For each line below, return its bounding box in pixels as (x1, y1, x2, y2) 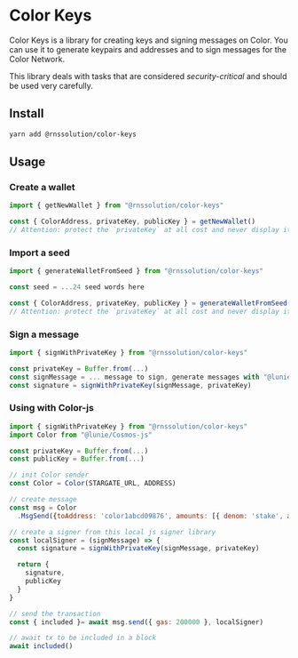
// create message (9, 495, 77, 504)
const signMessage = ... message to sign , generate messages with (9, 373, 260, 381)
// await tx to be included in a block (9, 633, 157, 643)
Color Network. (9, 53, 65, 64)
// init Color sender (9, 470, 90, 480)
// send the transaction (9, 609, 101, 618)
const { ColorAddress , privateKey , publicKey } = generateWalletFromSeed (9, 299, 288, 308)
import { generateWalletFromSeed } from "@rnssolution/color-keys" (9, 267, 264, 276)
